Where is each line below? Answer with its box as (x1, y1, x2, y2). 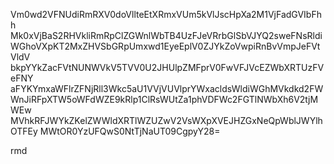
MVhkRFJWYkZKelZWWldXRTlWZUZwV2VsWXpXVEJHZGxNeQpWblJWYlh (10, 115, 323, 126)
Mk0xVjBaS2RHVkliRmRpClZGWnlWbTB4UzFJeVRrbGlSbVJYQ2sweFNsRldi (10, 30, 323, 41)
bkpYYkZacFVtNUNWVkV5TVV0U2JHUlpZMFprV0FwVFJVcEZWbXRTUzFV (10, 62, 325, 73)
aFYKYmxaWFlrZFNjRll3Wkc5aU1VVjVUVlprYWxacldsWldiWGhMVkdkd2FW (10, 83, 324, 94)
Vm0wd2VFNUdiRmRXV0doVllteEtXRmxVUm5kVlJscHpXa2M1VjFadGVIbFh (10, 9, 322, 20)
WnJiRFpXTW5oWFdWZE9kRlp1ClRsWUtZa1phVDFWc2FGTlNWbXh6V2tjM (10, 94, 319, 105)
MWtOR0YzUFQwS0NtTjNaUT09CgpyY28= (39, 125, 221, 137)
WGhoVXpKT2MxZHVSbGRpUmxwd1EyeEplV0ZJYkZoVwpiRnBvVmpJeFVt (10, 40, 321, 52)
